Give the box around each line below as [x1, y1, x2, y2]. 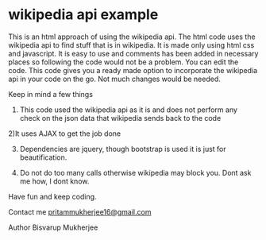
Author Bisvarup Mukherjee [8, 223, 98, 232]
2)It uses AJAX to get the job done [8, 129, 121, 138]
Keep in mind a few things [8, 89, 94, 99]
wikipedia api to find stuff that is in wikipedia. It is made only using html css [8, 40, 255, 49]
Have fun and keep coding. [8, 192, 97, 201]
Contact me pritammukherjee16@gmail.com [8, 207, 152, 216]
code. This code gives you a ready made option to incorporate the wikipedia [8, 65, 258, 75]
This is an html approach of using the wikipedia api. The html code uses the [8, 32, 256, 41]
